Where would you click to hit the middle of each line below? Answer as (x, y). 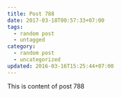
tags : (15, 27)
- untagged (29, 40)
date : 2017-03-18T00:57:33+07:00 (56, 20)
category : (22, 46)
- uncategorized (37, 60)
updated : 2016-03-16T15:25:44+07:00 (60, 66)
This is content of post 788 (46, 86)
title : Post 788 (31, 14)
